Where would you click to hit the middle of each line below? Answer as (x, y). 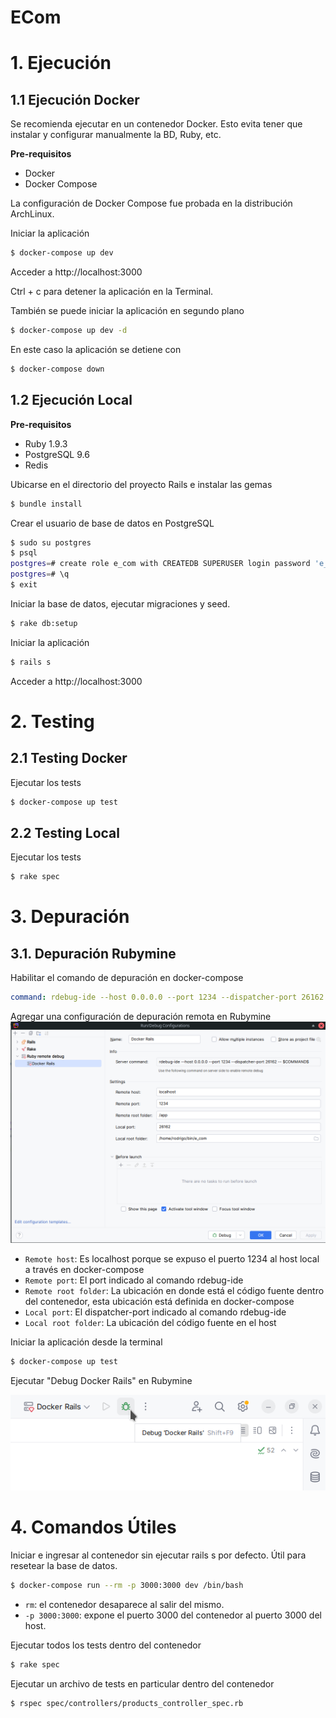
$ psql (24, 553)
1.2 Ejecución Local (71, 400)
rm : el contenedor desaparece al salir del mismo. (124, 1604)
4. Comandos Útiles (93, 1527)
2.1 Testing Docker (69, 758)
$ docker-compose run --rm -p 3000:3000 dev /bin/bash (127, 1586)
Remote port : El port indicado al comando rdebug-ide (134, 1280)
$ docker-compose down (57, 369)
